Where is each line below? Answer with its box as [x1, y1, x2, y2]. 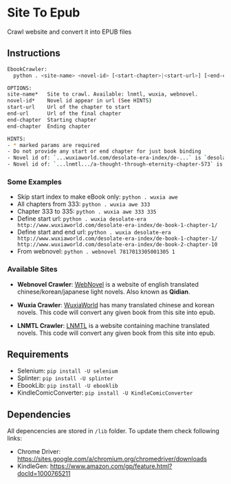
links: [7, 434, 23, 443]
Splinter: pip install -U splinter [16, 374, 113, 382]
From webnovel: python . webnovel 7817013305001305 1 [16, 247, 175, 256]
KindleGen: [16, 462, 49, 470]
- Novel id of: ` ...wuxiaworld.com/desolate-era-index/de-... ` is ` [7, 155, 208, 162]
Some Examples [7, 177, 62, 186]
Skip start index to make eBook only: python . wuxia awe [16, 192, 178, 201]
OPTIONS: [7, 85, 32, 91]
